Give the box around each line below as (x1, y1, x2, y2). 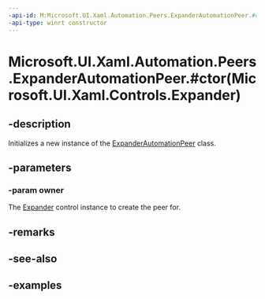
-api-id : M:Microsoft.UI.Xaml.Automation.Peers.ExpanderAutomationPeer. (8, 11, 252, 20)
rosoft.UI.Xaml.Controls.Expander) (8, 86, 241, 104)
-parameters (8, 161, 72, 174)
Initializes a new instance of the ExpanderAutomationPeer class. (8, 138, 217, 148)
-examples (8, 279, 62, 292)
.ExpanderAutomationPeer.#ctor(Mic (8, 69, 257, 87)
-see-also (8, 252, 58, 265)
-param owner (8, 184, 65, 195)
